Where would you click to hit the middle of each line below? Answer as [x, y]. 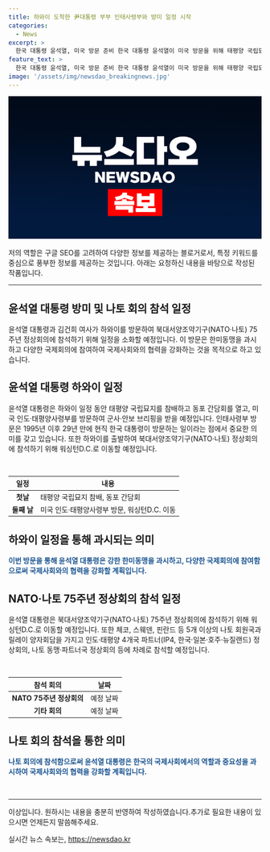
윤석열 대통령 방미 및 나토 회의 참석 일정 [100, 308]
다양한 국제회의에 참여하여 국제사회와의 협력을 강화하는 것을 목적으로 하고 [138, 350]
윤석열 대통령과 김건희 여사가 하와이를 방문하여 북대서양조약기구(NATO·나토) [128, 330]
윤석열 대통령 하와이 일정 [65, 387]
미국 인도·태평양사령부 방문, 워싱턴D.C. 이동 [108, 509]
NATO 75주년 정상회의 [48, 698]
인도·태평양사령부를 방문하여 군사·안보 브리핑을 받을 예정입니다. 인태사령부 [133, 418]
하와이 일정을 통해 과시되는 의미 [82, 540]
